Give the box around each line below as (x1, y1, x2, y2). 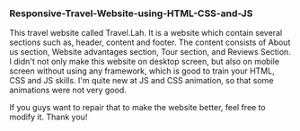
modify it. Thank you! (9, 111, 88, 123)
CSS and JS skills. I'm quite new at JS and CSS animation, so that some (9, 75, 274, 86)
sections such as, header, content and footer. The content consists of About (9, 37, 291, 48)
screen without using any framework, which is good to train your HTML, (9, 65, 276, 76)
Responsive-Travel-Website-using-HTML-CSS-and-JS (9, 7, 253, 20)
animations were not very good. (9, 84, 128, 96)
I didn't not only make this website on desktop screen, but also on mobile (9, 57, 280, 67)
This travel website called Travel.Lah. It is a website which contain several (9, 28, 283, 39)
